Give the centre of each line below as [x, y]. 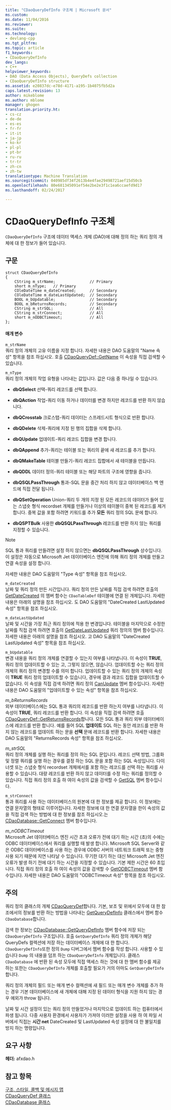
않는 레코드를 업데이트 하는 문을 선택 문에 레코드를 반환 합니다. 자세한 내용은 [86, 731]
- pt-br [13, 153]
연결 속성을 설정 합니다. [28, 563]
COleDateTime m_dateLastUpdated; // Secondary [66, 295]
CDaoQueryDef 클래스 [28, 1096]
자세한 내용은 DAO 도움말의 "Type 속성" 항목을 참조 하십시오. [66, 574]
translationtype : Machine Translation [46, 176]
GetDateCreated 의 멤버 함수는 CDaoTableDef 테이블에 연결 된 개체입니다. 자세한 [85, 595]
